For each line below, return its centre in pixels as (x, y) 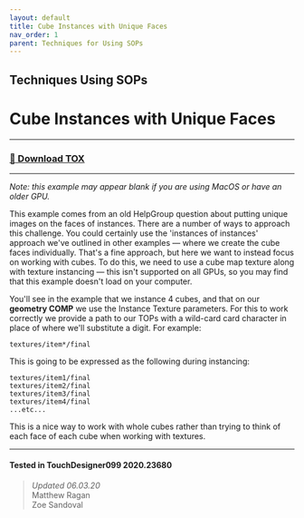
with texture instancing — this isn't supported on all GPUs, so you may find (149, 271)
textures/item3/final (50, 394)
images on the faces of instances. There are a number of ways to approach (150, 223)
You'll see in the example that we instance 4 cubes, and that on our (135, 298)
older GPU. (29, 196)
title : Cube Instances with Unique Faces (89, 26)
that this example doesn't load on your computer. (101, 281)
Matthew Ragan (61, 495)
